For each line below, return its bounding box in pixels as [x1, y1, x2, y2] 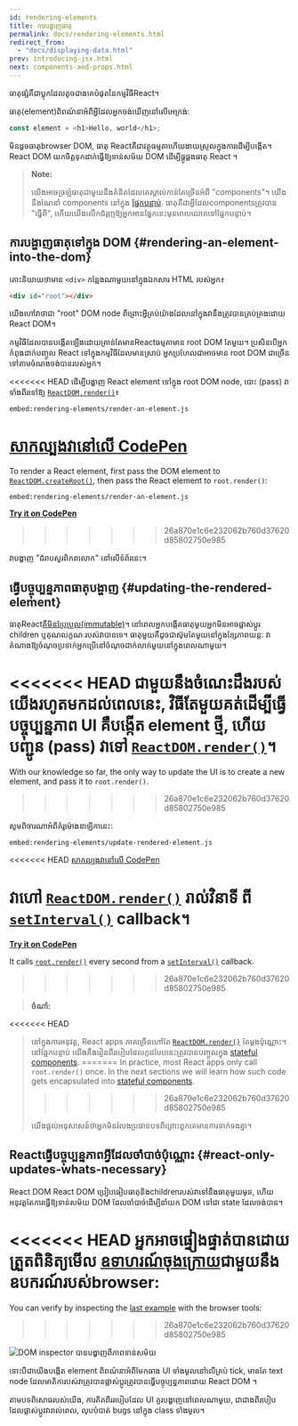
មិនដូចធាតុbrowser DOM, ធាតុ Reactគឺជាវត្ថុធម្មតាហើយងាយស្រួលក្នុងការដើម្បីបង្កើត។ [9, 140, 272, 151]
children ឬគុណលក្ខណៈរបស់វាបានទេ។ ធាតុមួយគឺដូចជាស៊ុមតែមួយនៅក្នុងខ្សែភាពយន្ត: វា [9, 629, 271, 640]
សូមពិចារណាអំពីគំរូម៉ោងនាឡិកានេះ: [9, 820, 113, 832]
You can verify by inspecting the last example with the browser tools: [9, 1302, 262, 1313]
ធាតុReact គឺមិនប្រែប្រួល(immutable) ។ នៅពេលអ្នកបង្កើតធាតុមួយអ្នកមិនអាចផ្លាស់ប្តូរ [9, 619, 261, 630]
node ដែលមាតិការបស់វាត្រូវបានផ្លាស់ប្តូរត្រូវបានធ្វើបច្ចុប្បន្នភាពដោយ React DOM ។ [9, 1375, 258, 1386]
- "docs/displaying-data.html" [17, 46, 133, 55]
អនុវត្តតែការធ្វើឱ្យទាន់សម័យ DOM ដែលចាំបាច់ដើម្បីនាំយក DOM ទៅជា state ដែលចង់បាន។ [9, 1196, 283, 1207]
